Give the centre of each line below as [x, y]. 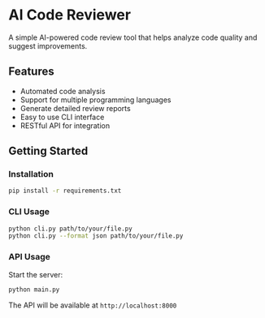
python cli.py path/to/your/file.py [70, 229]
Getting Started [48, 151]
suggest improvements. [48, 45]
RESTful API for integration [65, 125]
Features [31, 72]
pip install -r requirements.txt [65, 191]
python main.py [34, 290]
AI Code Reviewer [70, 15]
